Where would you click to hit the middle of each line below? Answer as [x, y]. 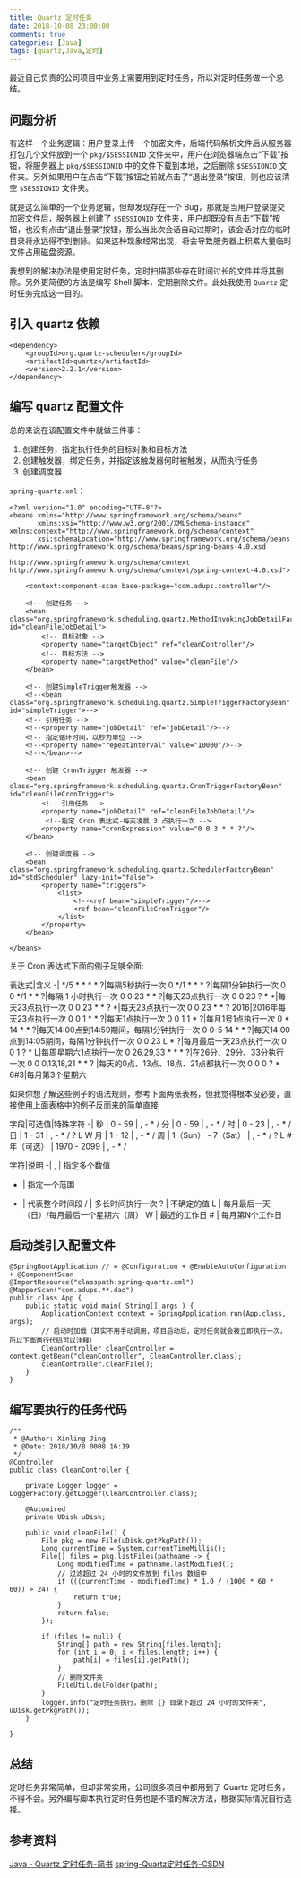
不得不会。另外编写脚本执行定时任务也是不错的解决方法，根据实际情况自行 [146, 1798]
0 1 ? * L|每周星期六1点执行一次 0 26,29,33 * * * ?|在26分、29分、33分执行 [147, 1052]
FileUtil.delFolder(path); [107, 1686]
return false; [83, 1613]
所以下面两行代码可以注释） [53, 1341]
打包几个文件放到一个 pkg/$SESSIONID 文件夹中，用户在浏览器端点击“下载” [145, 154]
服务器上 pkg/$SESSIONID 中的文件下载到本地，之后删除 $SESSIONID [155, 165]
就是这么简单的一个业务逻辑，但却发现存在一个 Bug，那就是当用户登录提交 [147, 206]
